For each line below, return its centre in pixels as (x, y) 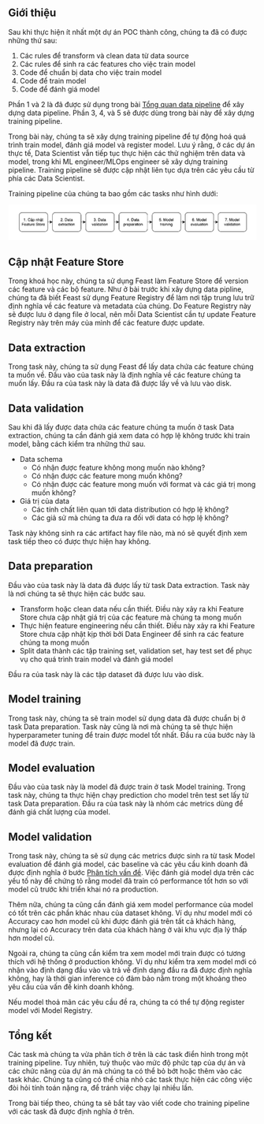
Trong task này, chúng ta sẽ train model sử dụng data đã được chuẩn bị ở (127, 718)
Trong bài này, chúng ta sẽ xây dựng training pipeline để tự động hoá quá (127, 136)
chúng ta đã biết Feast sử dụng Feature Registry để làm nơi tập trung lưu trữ (131, 298)
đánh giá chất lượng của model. (59, 812)
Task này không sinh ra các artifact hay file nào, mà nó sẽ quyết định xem (128, 533)
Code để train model (53, 80)
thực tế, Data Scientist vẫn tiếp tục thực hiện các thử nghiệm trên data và (127, 153)
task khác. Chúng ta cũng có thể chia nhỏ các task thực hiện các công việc (130, 1080)
